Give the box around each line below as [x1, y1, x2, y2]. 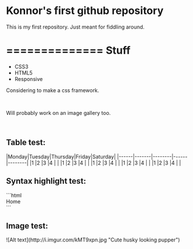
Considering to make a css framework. [6, 86, 99, 94]
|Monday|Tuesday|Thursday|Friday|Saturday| [6, 153, 116, 160]
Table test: [6, 138, 46, 148]
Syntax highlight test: [6, 176, 87, 186]
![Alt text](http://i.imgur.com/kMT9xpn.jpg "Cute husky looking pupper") [6, 236, 180, 243]
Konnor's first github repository [6, 4, 164, 17]
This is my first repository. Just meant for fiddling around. [6, 23, 145, 30]
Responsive [14, 75, 43, 82]
